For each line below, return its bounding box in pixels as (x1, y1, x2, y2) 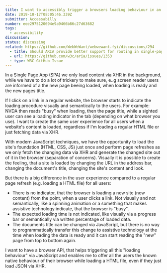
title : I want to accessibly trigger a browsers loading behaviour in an (5, 7, 162, 12)
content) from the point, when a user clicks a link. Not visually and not (12, 195, 156, 201)
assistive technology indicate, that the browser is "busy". (12, 206, 129, 212)
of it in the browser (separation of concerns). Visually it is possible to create (5, 155, 161, 161)
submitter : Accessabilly (5, 16, 57, 21)
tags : (5, 26, 16, 31)
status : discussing (5, 40, 46, 45)
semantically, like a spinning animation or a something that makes (12, 200, 147, 207)
